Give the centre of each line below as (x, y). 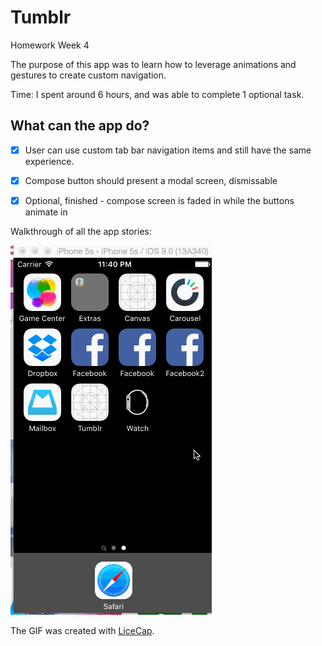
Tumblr (41, 17)
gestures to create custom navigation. (88, 75)
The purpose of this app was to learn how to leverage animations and (153, 64)
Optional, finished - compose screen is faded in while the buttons (159, 200)
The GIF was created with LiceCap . (82, 630)
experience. (49, 161)
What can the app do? (80, 126)
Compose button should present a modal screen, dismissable (151, 180)
